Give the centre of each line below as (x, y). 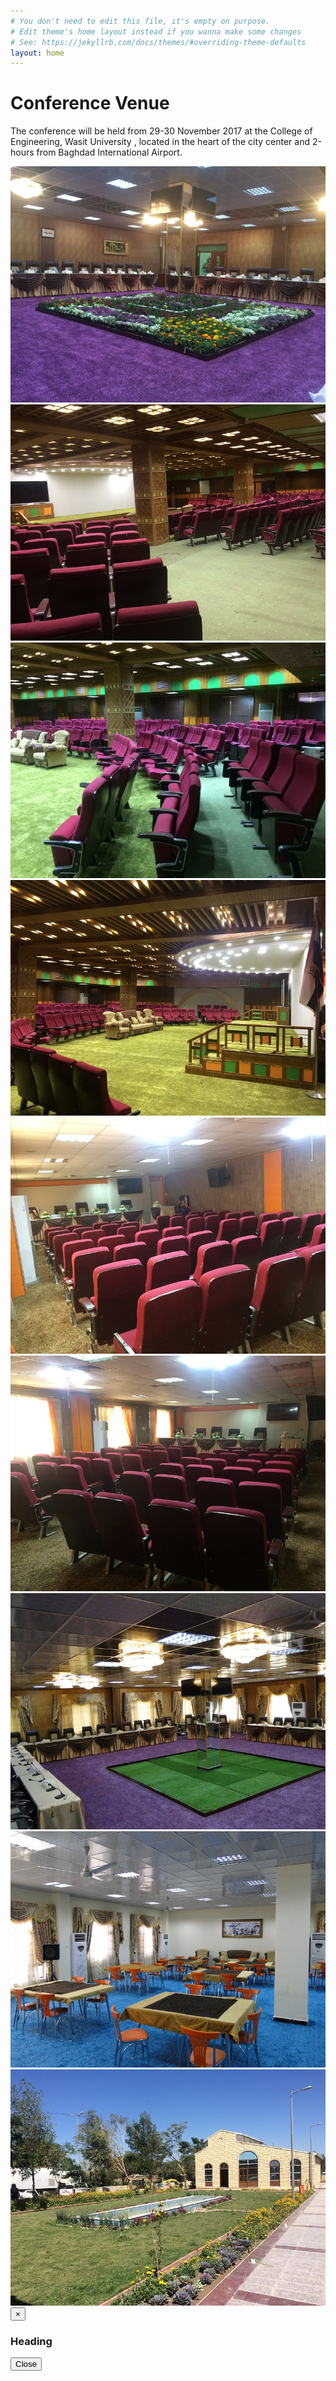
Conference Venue (90, 103)
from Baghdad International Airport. (109, 152)
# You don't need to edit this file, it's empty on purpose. (140, 21)
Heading (31, 2341)
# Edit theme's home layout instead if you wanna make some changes (156, 31)
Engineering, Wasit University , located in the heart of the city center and (160, 142)
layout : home (37, 53)
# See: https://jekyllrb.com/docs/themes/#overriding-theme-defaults (158, 42)
